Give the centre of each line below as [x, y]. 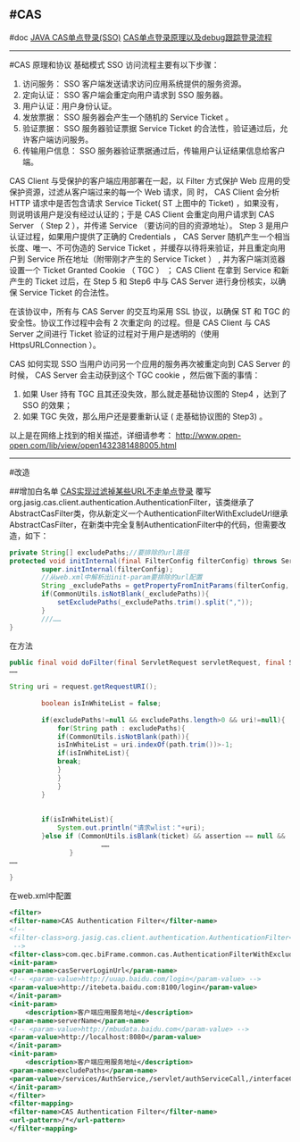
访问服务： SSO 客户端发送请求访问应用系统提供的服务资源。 [134, 83]
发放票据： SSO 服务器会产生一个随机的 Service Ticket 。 [128, 117]
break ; [69, 762]
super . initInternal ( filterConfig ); [108, 569]
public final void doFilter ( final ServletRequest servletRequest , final [147, 663]
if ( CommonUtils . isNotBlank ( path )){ [123, 737]
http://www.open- [208, 435]
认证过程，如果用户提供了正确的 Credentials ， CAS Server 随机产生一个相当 [150, 237]
